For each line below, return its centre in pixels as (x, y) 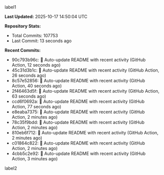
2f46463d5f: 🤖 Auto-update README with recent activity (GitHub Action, (85, 91)
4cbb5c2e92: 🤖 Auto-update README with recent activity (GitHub (79, 153)
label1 (11, 7)
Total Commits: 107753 (35, 36)
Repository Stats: (23, 26)
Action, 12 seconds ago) (36, 65)
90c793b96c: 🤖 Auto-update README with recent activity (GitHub (79, 60)
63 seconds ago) (29, 96)
